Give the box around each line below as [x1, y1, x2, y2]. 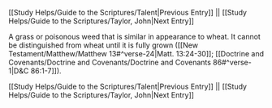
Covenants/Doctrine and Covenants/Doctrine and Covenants [8, 57, 211, 67]
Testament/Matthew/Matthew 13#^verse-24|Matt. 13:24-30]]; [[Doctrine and [8, 49, 264, 58]
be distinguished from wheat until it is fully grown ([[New [8, 40, 199, 50]
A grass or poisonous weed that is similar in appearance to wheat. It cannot [8, 32, 261, 41]
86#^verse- [212, 57, 252, 67]
